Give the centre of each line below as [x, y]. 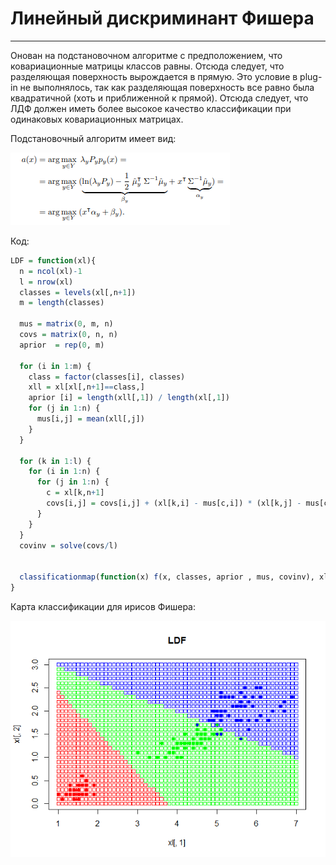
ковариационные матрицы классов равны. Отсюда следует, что [147, 66]
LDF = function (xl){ [53, 260]
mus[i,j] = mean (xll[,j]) [90, 419]
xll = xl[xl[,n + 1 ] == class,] [86, 387]
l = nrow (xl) [46, 282]
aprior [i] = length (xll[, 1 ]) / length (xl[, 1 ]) [129, 398]
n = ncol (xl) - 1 [51, 271]
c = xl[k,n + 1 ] [75, 493]
